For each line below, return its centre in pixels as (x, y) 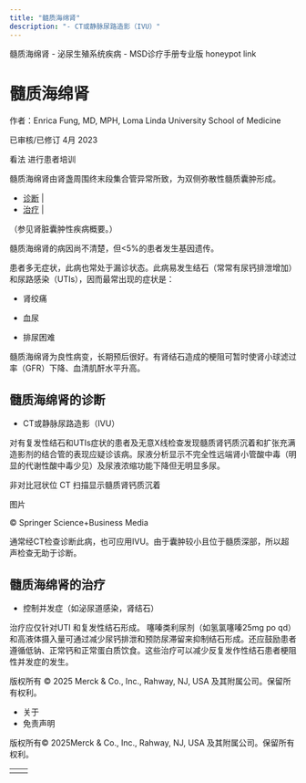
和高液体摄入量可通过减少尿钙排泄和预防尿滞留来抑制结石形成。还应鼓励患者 (153, 639)
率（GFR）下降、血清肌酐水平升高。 (77, 368)
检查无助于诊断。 (49, 553)
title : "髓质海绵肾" (45, 18)
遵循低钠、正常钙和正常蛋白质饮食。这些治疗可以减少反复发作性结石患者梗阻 (153, 651)
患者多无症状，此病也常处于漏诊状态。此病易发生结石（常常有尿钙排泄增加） (153, 268)
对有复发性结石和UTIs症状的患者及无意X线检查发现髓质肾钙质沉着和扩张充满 (153, 443)
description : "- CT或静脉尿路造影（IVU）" (85, 26)
